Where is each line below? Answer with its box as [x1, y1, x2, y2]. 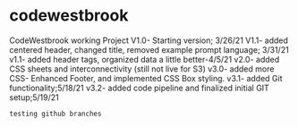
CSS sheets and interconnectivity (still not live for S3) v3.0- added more [9, 63, 275, 74]
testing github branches [9, 109, 102, 118]
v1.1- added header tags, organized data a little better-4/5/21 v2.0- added [9, 54, 280, 64]
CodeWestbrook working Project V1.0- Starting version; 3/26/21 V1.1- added [9, 35, 289, 46]
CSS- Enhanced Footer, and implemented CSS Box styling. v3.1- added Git [9, 72, 283, 83]
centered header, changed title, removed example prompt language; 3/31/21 [9, 44, 289, 55]
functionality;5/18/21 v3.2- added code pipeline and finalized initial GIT [9, 82, 270, 93]
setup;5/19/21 [9, 91, 60, 103]
